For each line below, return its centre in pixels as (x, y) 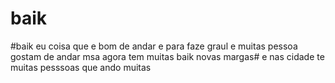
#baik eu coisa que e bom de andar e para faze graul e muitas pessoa (154, 46)
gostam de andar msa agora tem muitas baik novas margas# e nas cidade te (167, 56)
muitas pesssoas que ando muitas (81, 67)
